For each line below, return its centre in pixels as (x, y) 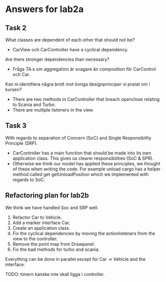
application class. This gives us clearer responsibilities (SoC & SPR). (83, 158)
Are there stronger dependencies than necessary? (57, 59)
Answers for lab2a (45, 9)
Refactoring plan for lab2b (47, 195)
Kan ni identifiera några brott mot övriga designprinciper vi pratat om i (77, 84)
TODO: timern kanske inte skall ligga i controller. (55, 274)
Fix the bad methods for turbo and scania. (56, 249)
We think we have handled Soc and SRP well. (52, 208)
